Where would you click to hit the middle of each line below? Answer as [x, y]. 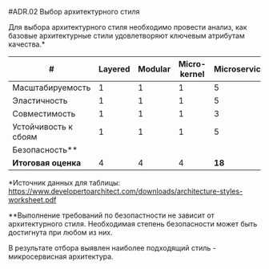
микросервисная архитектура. [61, 257]
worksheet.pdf [32, 200]
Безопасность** [45, 150]
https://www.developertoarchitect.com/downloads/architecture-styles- [126, 191]
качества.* [27, 44]
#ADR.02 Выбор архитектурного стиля [74, 12]
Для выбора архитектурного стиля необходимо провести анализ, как [128, 27]
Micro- [192, 64]
